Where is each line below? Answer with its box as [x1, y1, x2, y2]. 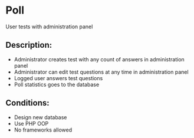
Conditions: [5, 98, 50, 108]
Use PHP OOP [14, 120, 49, 127]
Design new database [14, 113, 67, 121]
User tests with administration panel [5, 23, 93, 30]
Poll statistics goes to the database [14, 81, 100, 88]
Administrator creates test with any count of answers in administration [14, 55, 185, 63]
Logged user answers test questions [14, 74, 103, 81]
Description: [5, 40, 52, 50]
